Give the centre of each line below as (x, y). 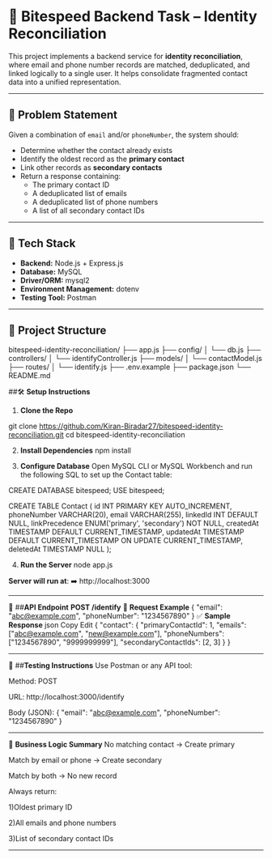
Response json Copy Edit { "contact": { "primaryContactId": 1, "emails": (127, 625)
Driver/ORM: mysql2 (55, 280)
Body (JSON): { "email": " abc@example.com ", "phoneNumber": (115, 712)
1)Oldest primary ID (40, 807)
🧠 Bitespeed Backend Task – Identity (133, 17)
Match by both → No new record (63, 776)
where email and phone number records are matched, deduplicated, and (129, 65)
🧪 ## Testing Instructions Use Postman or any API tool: (100, 666)
